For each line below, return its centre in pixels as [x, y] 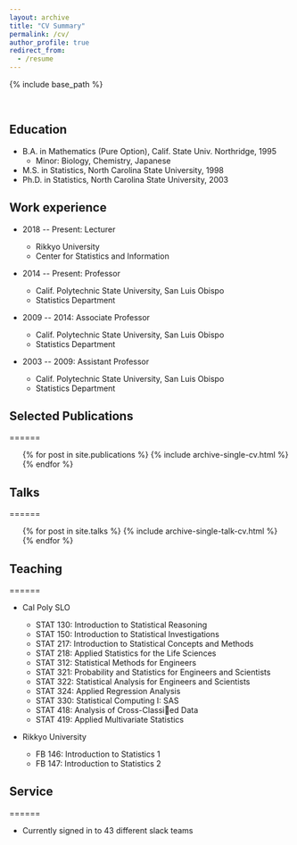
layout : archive [39, 17]
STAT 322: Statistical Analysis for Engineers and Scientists [143, 682]
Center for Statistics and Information [102, 256]
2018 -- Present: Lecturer [69, 229]
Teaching [36, 569]
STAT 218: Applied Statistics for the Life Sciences [126, 653]
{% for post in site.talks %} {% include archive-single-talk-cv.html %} [150, 531]
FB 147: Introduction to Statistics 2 [99, 764]
